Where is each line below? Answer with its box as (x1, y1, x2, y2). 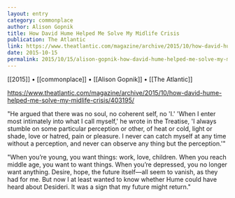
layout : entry (7, 10, 49, 17)
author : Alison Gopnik (7, 23, 73, 30)
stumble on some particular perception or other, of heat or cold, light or (7, 124, 213, 133)
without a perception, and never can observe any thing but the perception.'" (7, 139, 226, 148)
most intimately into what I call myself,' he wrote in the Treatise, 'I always (7, 117, 217, 125)
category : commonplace (7, 17, 73, 24)
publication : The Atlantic (7, 36, 86, 43)
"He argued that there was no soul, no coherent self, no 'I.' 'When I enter (7, 109, 216, 118)
